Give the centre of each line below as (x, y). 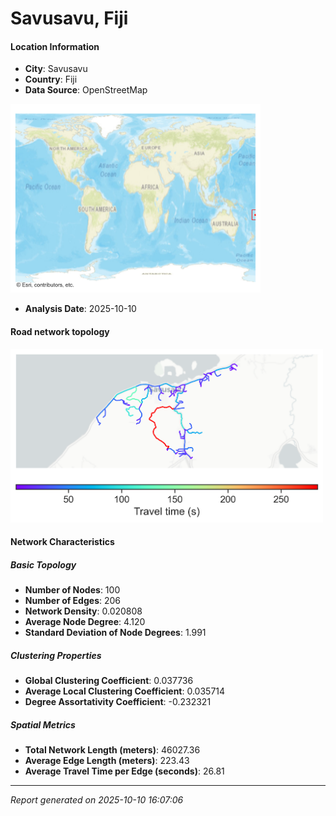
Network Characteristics (62, 542)
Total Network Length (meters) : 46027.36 (112, 750)
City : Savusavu (56, 69)
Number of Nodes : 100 (72, 590)
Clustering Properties (56, 655)
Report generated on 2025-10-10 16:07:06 (97, 800)
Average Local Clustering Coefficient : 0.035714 (125, 691)
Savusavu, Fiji (69, 18)
